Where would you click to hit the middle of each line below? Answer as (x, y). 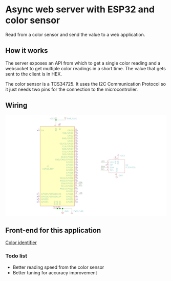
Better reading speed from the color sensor (58, 267)
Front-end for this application (53, 230)
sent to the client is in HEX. (34, 74)
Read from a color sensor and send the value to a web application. (75, 34)
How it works (27, 51)
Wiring (16, 105)
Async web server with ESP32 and (80, 9)
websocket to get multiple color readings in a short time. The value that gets (86, 68)
